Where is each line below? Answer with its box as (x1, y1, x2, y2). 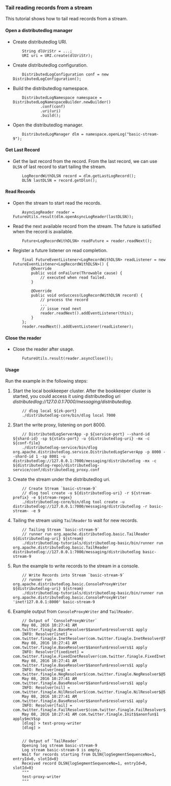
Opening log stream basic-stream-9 (22, 743, 98, 748)
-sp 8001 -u (40, 454, 66, 459)
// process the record (40, 297, 89, 302)
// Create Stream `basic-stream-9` (22, 486, 98, 492)
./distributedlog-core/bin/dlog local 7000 (22, 413, 116, 418)
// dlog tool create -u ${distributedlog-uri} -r (22, 491, 129, 496)
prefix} (12, 495, 29, 500)
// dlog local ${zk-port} (22, 409, 77, 414)
